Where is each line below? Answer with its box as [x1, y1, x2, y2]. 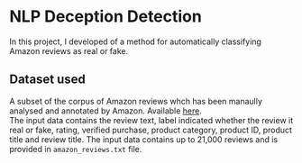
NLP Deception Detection [9, 6, 203, 27]
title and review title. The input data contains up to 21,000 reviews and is [9, 133, 278, 145]
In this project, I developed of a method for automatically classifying [9, 36, 261, 47]
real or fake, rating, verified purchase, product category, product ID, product [9, 124, 293, 135]
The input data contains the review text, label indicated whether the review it [9, 114, 294, 125]
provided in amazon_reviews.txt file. [9, 143, 142, 154]
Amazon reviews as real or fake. [9, 45, 129, 56]
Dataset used [9, 72, 86, 87]
